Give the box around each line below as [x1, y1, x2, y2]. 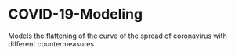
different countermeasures [8, 39, 95, 48]
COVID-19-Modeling [8, 5, 143, 23]
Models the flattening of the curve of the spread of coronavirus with [8, 31, 227, 40]
